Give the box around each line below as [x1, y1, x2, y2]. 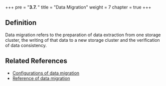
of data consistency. [5, 42, 47, 48]
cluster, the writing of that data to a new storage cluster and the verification [5, 37, 161, 43]
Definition [5, 18, 36, 27]
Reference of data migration [12, 75, 70, 81]
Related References [5, 57, 67, 65]
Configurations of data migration [12, 70, 80, 76]
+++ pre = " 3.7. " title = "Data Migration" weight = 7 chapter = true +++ [5, 4, 152, 10]
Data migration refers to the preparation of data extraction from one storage [5, 32, 161, 38]
